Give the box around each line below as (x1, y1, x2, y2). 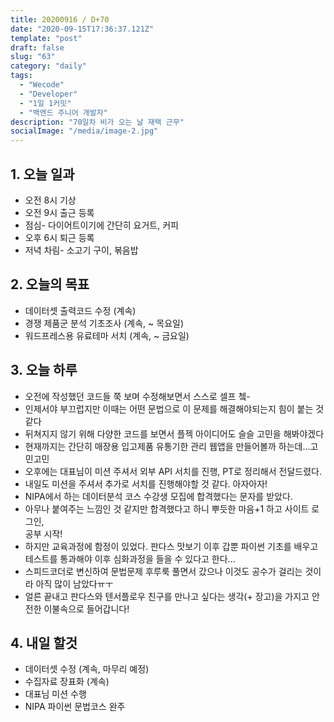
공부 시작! (24, 527, 63, 540)
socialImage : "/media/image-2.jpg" (10, 126, 159, 136)
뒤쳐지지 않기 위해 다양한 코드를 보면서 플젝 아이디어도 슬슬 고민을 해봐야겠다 (24, 427, 325, 440)
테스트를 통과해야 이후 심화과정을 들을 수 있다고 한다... (24, 552, 236, 565)
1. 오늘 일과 (10, 166, 75, 183)
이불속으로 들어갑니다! (43, 602, 130, 615)
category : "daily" (10, 61, 87, 71)
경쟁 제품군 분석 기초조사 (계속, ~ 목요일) (24, 317, 185, 329)
